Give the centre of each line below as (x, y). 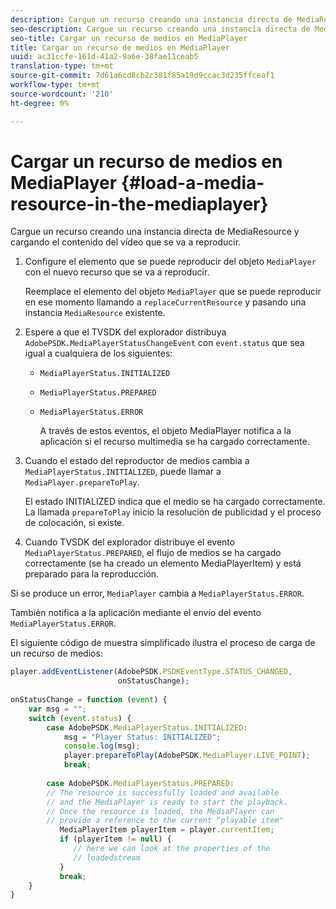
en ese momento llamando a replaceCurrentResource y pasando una (165, 302)
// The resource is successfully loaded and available (163, 792)
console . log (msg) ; (102, 746)
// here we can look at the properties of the (172, 849)
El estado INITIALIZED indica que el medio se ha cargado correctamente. (175, 502)
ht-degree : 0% (40, 103)
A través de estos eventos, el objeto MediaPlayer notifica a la (165, 431)
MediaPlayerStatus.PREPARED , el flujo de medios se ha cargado (153, 553)
